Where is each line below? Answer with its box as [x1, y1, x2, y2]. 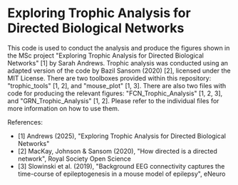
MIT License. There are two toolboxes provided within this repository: [7, 73, 212, 83]
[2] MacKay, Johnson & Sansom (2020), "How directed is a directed [17, 147, 217, 155]
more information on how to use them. [7, 104, 120, 112]
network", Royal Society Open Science [17, 154, 132, 163]
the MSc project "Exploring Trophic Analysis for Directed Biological [7, 51, 205, 60]
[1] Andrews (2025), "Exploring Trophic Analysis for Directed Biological [17, 132, 227, 140]
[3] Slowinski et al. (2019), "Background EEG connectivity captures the [17, 162, 225, 170]
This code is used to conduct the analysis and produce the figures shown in [7, 43, 230, 52]
